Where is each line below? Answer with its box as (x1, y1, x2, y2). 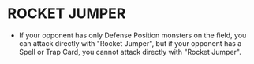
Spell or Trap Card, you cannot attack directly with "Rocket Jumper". (18, 47, 241, 56)
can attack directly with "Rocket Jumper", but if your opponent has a (18, 38, 242, 48)
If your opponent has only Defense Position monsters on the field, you (18, 30, 247, 40)
